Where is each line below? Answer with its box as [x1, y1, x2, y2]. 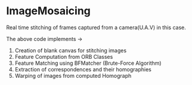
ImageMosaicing [6, 4, 91, 18]
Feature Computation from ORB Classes [14, 53, 113, 60]
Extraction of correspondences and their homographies [14, 65, 152, 73]
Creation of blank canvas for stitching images [14, 46, 127, 54]
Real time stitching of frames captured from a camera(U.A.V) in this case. [6, 24, 187, 31]
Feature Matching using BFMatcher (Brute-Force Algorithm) [14, 59, 162, 67]
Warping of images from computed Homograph [14, 72, 132, 79]
